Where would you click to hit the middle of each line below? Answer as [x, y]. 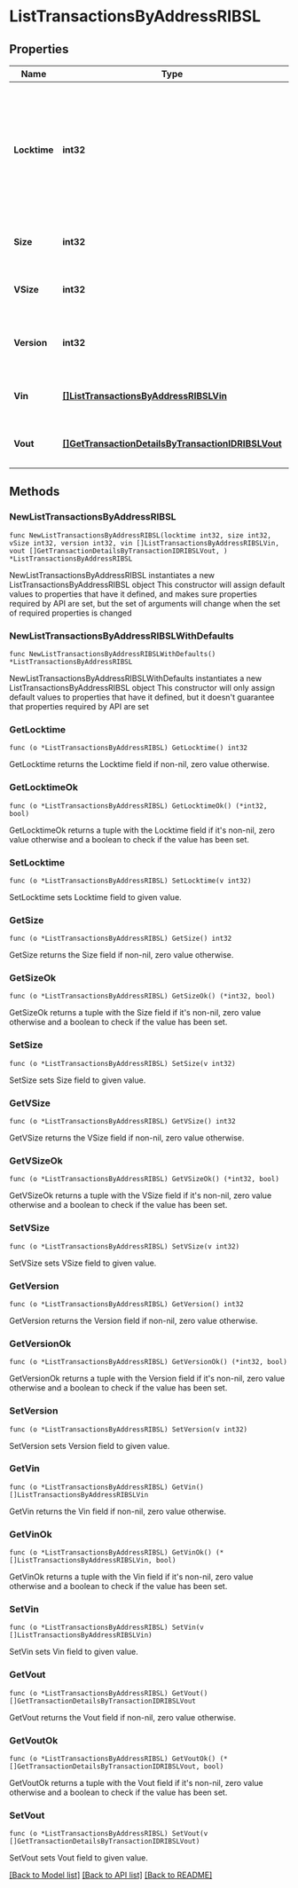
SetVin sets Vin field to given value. [74, 1652]
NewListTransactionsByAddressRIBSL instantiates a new [112, 575]
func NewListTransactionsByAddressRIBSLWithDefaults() [113, 654]
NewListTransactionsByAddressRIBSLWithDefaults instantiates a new [136, 678]
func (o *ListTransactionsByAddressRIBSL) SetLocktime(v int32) [130, 881]
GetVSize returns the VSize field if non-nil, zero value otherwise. [127, 1138]
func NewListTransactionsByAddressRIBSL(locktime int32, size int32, [141, 535]
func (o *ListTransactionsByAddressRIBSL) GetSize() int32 [121, 939]
